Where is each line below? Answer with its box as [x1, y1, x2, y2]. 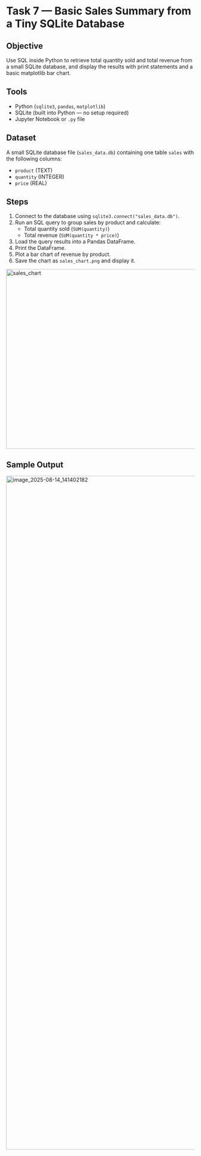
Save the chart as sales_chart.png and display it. [14, 257, 136, 264]
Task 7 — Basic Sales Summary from [6, 4, 191, 18]
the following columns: [6, 155, 62, 162]
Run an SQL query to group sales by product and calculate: [14, 219, 161, 226]
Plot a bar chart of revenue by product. [14, 250, 111, 258]
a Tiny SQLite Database [6, 17, 125, 31]
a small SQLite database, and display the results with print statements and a [6, 63, 193, 70]
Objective [6, 41, 44, 51]
